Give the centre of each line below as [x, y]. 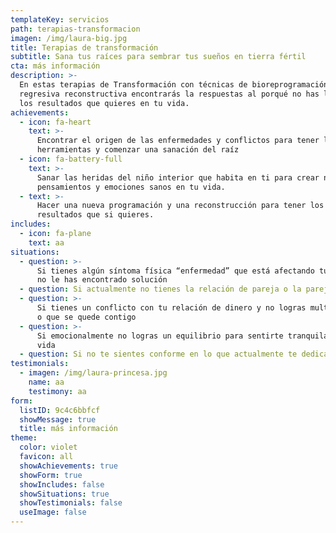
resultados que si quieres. [95, 215]
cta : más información [55, 66]
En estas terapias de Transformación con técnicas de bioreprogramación [174, 85]
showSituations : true [64, 494]
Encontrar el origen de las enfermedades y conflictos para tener [178, 141]
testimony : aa [57, 391]
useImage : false [53, 512]
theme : [24, 438]
